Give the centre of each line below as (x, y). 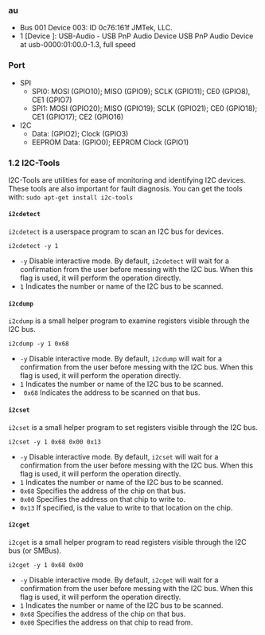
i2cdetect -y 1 (33, 247)
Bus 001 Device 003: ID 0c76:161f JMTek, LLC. (96, 28)
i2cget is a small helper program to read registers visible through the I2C (127, 542)
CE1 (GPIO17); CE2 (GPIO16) (78, 116)
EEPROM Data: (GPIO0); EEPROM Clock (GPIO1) (110, 142)
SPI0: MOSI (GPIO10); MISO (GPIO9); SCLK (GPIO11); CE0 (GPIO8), (141, 91)
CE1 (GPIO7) (52, 100)
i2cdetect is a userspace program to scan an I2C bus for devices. (116, 231)
